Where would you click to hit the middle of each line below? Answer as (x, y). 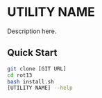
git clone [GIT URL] (37, 69)
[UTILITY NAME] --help (40, 88)
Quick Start (32, 53)
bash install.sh (31, 81)
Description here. (32, 31)
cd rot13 (20, 75)
